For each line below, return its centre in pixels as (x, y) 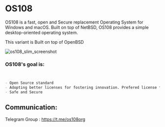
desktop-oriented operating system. (41, 32)
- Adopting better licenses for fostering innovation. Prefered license (81, 88)
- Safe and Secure (24, 92)
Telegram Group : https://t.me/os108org (45, 119)
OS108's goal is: (25, 64)
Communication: (31, 108)
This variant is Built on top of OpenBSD (45, 42)
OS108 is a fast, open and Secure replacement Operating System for (74, 22)
